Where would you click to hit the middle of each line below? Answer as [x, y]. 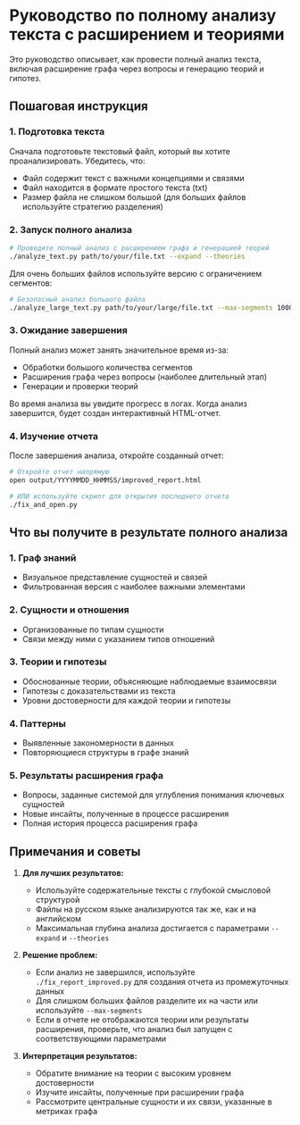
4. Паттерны [38, 723]
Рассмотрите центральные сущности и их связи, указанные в [154, 1102]
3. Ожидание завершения [68, 330]
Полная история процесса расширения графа [110, 823]
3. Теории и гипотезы [58, 662]
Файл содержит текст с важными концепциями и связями [133, 178]
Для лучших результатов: [73, 873]
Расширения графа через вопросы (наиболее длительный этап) [145, 377]
